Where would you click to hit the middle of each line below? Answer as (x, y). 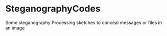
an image (15, 27)
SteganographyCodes (53, 9)
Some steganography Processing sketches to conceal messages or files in (84, 22)
